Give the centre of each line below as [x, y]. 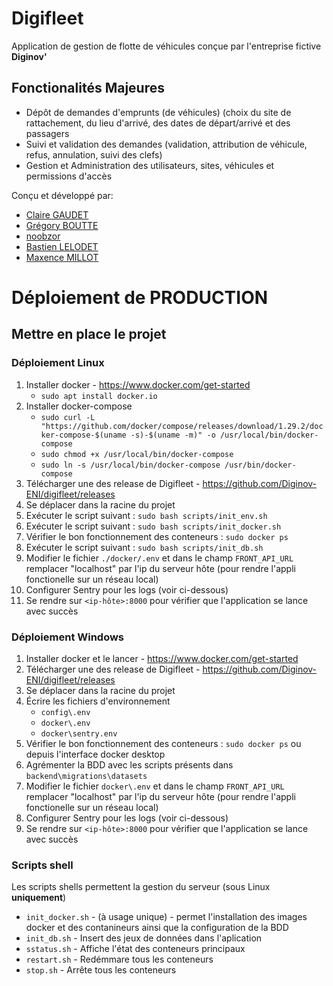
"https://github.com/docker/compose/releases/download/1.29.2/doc [182, 426]
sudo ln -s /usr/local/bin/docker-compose [130, 465]
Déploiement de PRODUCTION [140, 297]
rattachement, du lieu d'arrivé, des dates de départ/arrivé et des [158, 123]
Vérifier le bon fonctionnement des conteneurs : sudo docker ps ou [163, 743]
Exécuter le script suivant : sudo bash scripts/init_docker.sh [153, 526]
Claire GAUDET [57, 214]
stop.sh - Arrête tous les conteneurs [101, 970]
